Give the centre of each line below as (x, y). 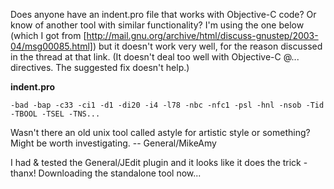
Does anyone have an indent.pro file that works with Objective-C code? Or (163, 14)
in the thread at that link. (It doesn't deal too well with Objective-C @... (155, 57)
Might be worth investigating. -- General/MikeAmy (113, 143)
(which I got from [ (48, 35)
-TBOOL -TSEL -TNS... (55, 114)
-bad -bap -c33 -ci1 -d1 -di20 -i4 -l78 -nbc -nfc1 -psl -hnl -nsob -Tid (167, 105)
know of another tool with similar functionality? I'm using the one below (157, 25)
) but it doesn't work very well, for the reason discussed (207, 46)
